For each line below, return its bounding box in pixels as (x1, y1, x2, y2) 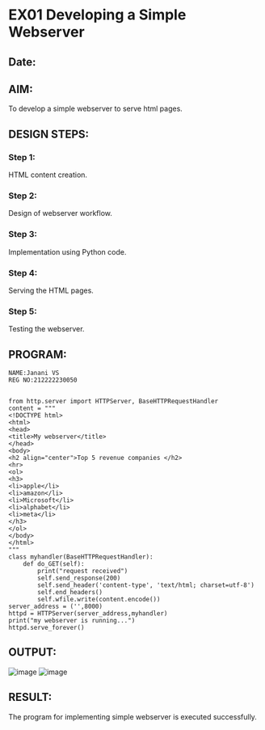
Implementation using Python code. (8, 247, 127, 256)
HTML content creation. (8, 170, 87, 179)
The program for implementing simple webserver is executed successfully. (8, 711, 257, 721)
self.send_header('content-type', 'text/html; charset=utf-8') (37, 581, 254, 589)
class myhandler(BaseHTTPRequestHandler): (8, 553, 154, 561)
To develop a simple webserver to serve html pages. (8, 103, 183, 114)
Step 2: (8, 190, 38, 201)
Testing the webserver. (8, 324, 85, 334)
